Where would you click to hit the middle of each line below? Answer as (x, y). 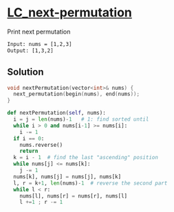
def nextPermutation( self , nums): (57, 113)
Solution (25, 72)
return (29, 151)
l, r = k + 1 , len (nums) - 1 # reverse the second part (90, 183)
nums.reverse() (41, 145)
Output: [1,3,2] (30, 50)
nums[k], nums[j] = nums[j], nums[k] (67, 176)
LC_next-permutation (70, 13)
